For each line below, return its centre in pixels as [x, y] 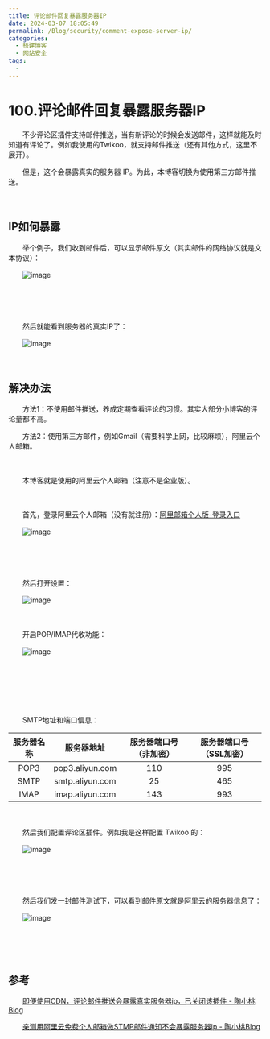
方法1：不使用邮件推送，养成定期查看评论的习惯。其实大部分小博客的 [136, 409]
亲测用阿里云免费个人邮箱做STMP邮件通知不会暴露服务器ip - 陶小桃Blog [142, 1027]
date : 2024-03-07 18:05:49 [53, 23]
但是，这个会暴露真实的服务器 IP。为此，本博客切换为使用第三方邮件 [135, 172]
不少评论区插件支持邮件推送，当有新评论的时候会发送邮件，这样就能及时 [142, 135]
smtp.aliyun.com [85, 781]
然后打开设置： [47, 583]
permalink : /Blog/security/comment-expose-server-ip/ [100, 31]
